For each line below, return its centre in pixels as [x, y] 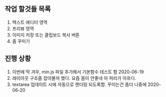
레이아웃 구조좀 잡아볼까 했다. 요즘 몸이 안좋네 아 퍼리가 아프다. [74, 78]
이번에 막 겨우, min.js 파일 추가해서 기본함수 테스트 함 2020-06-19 [78, 72]
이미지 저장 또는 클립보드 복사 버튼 [46, 35]
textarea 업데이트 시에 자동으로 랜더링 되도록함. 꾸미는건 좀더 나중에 [79, 84]
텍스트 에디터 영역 [30, 22]
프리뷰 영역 [23, 28]
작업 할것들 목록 [28, 9]
